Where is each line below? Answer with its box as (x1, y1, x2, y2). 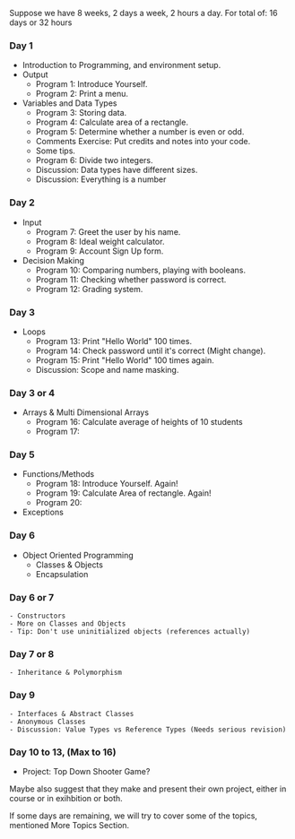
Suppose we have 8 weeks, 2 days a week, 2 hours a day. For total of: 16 (9, 8, 278, 18)
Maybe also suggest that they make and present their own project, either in (9, 783, 287, 794)
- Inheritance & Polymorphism (9, 668, 123, 678)
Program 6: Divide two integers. (35, 155, 153, 166)
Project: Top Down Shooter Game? (22, 765, 151, 776)
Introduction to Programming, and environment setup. (22, 60, 221, 71)
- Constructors (9, 611, 66, 621)
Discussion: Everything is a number (35, 174, 167, 185)
